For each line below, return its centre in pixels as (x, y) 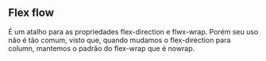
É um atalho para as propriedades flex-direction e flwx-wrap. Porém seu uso (133, 31)
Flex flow (31, 13)
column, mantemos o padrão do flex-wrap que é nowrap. (102, 48)
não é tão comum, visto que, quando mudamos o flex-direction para (120, 40)
